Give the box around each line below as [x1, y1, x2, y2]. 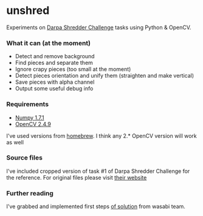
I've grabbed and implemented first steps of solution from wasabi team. [6, 203, 185, 210]
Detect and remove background [15, 53, 95, 60]
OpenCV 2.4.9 [15, 120, 52, 127]
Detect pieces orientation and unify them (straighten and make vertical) [15, 72, 194, 79]
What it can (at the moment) [6, 39, 91, 47]
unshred [6, 4, 50, 18]
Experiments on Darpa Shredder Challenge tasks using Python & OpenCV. [6, 24, 191, 31]
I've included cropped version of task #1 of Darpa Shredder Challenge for [6, 167, 190, 175]
